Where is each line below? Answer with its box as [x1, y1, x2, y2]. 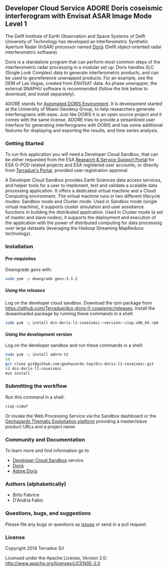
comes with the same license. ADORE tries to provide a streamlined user [5, 117, 155, 123]
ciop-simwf [5, 404, 28, 409]
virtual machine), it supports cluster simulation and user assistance [5, 204, 144, 210]
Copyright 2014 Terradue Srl [5, 545, 64, 551]
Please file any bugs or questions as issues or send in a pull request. [5, 521, 147, 527]
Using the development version [5, 331, 72, 337]
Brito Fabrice [12, 492, 39, 498]
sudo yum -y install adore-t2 [5, 352, 69, 357]
